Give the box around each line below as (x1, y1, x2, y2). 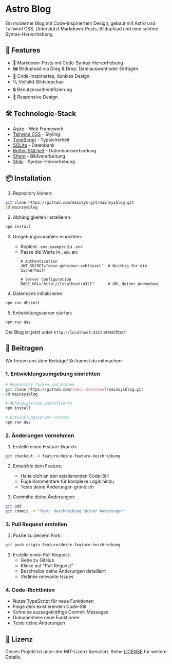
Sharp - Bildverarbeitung (12, 153, 66, 159)
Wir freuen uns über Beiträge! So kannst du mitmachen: (5, 357, 123, 363)
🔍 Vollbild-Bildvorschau (12, 78, 64, 85)
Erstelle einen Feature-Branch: (12, 444, 78, 450)
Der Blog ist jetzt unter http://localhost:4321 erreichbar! (5, 329, 127, 335)
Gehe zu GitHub (20, 557, 55, 564)
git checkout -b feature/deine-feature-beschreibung (5, 453, 121, 459)
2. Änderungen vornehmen (5, 432, 74, 439)
